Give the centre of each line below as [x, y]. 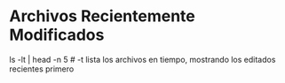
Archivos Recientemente [102, 16]
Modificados [57, 35]
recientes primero [42, 69]
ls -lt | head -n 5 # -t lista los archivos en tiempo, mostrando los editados [142, 59]
